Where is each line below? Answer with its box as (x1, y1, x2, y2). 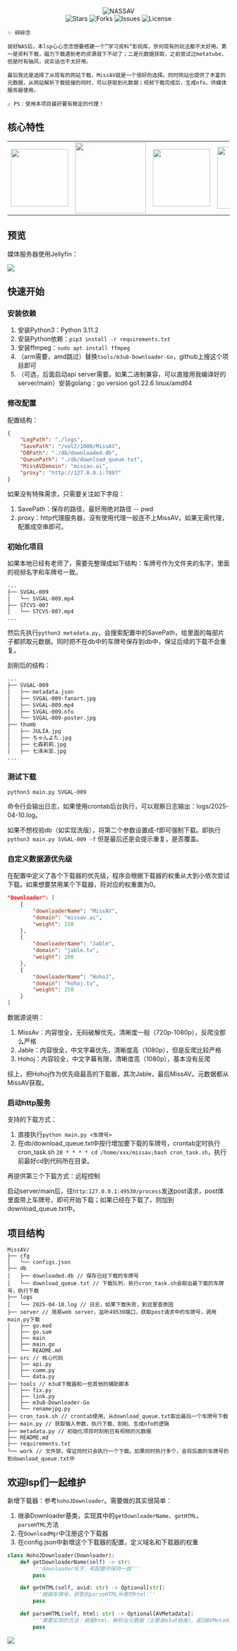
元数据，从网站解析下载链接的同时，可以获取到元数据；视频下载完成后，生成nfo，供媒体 (7, 79, 227, 86)
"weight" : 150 (32, 920, 74, 928)
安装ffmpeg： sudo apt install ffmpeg (17, 343, 130, 352)
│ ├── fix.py (7, 1387, 52, 1394)
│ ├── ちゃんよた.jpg (7, 734, 72, 741)
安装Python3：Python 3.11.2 (17, 326, 99, 334)
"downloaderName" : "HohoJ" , (32, 973, 115, 980)
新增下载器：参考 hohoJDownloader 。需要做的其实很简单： (7, 1496, 173, 1505)
